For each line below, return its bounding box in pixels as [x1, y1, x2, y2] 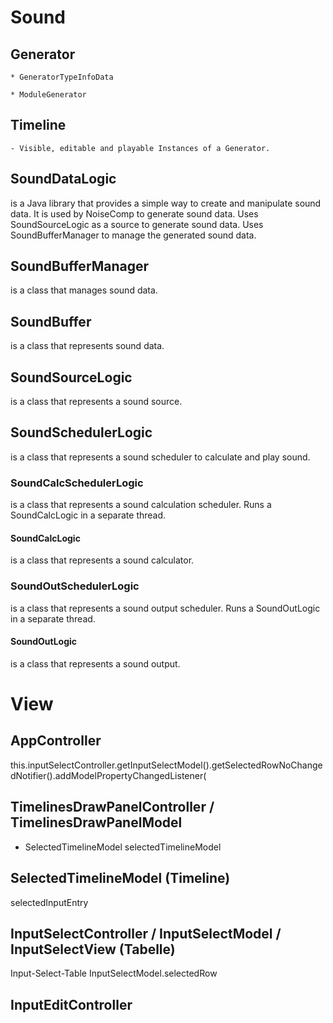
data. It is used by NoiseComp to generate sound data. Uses [10, 207, 259, 220]
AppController [10, 732, 102, 750]
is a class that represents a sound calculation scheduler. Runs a [10, 499, 272, 511]
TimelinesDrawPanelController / [10, 799, 215, 816]
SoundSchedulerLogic [10, 424, 153, 441]
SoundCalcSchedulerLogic [10, 476, 144, 490]
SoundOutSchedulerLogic [10, 579, 140, 593]
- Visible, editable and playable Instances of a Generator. [10, 143, 271, 153]
